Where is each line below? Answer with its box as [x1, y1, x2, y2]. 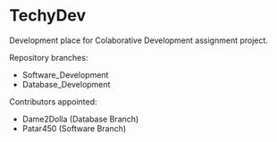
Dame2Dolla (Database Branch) [21, 113, 139, 124]
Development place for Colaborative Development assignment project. [9, 35, 268, 46]
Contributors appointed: [9, 96, 97, 107]
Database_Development [21, 79, 111, 89]
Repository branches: [9, 52, 88, 63]
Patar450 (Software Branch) [21, 122, 127, 134]
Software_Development [21, 69, 109, 80]
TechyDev [9, 5, 87, 26]
